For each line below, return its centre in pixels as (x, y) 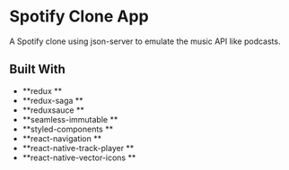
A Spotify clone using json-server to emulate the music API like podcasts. (145, 41)
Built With (37, 69)
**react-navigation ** (62, 138)
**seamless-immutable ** (70, 119)
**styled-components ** (68, 129)
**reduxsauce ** (53, 110)
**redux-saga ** (53, 100)
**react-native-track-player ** (78, 148)
